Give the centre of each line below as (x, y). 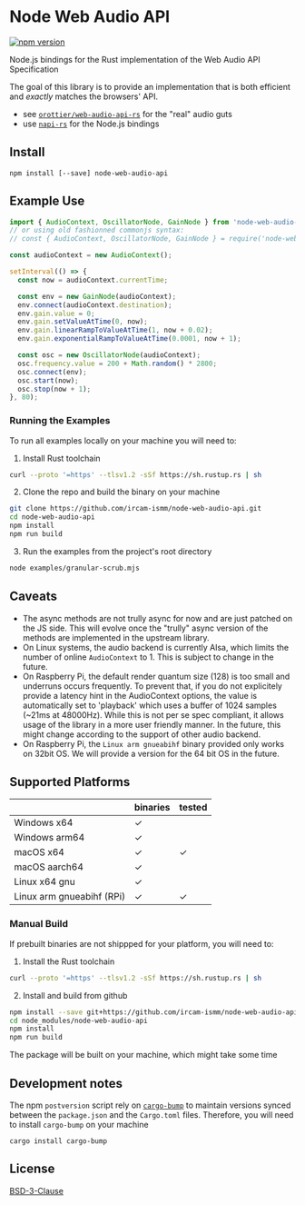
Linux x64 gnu (44, 881)
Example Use (47, 201)
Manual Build (39, 924)
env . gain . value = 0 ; (56, 314)
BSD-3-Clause (36, 1190)
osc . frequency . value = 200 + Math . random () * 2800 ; (118, 363)
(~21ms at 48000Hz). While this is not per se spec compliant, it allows (153, 714)
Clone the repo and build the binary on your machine (121, 492)
